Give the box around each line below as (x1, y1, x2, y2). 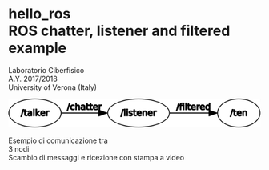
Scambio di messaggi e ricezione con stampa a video (8, 152, 185, 162)
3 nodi (8, 144, 30, 153)
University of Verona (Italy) (8, 82, 98, 92)
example (8, 39, 67, 57)
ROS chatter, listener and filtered (8, 22, 231, 40)
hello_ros (8, 5, 71, 23)
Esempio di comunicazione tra (8, 136, 108, 145)
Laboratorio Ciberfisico (8, 65, 85, 75)
